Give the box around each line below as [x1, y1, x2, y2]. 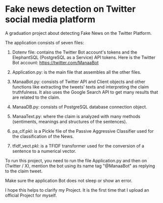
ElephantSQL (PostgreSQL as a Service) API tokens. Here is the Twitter [12, 54, 156, 60]
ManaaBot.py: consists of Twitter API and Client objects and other [12, 79, 146, 85]
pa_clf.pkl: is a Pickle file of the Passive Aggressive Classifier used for [12, 128, 154, 134]
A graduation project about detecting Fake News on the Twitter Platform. [5, 30, 152, 36]
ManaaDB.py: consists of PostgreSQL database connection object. [12, 104, 147, 110]
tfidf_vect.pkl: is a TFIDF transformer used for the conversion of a [12, 143, 144, 148]
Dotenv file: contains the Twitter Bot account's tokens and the [12, 49, 137, 55]
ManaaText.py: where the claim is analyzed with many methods [12, 113, 141, 119]
